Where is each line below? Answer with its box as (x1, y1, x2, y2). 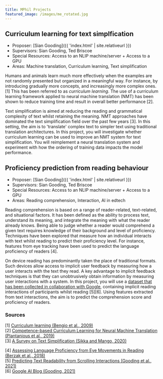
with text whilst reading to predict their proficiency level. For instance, (5, 238, 145, 244)
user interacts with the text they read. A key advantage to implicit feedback (5, 268, 156, 274)
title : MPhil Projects (5, 7, 51, 12)
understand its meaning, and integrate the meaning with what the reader (5, 218, 150, 223)
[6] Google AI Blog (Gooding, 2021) (5, 368, 75, 374)
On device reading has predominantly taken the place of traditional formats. (5, 258, 157, 264)
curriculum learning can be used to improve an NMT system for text (5, 134, 141, 140)
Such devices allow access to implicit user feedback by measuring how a (5, 263, 152, 269)
